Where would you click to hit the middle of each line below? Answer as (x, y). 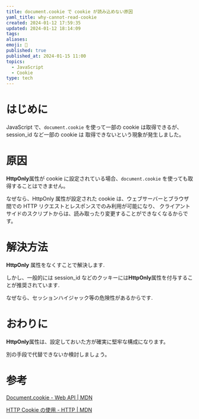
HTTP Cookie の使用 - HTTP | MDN (49, 409)
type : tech (20, 78)
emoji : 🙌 (17, 45)
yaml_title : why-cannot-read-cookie (51, 17)
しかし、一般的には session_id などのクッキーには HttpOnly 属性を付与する (97, 277)
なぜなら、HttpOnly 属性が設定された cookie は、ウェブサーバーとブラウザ (98, 198)
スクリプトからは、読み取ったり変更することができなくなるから (105, 213)
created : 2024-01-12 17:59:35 (44, 23)
